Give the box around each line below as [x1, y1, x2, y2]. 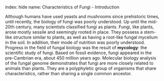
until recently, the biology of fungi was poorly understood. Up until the [5, 19, 147, 24]
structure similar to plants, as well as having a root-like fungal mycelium [13, 34, 158, 40]
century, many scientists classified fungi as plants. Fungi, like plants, [15, 24, 154, 30]
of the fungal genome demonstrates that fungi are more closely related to [5, 61, 154, 66]
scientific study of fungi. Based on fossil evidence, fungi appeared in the [5, 50, 152, 56]
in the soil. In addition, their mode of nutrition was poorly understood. [5, 40, 145, 45]
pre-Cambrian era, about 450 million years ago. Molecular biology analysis [5, 55, 156, 61]
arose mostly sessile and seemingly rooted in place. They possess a [5, 29, 143, 35]
